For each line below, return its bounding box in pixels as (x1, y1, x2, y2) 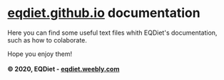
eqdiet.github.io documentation (7, 5, 201, 21)
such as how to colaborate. (7, 35, 88, 44)
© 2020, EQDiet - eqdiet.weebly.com (7, 64, 120, 73)
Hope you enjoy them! (7, 50, 73, 58)
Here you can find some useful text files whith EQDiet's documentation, (7, 28, 218, 37)
